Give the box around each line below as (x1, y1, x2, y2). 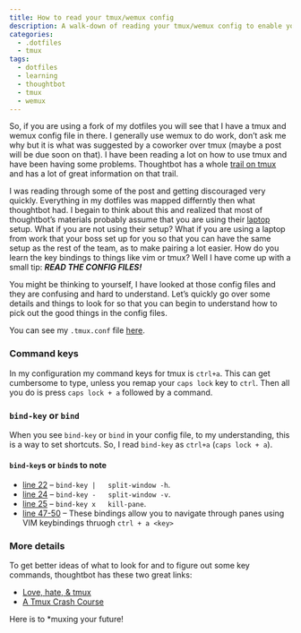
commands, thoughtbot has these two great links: (9, 569, 193, 580)
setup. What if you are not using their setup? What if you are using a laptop (9, 224, 286, 235)
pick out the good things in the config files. (9, 308, 168, 319)
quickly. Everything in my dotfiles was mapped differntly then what (9, 195, 255, 206)
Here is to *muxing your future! (9, 614, 124, 625)
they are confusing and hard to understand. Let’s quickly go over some (9, 288, 271, 300)
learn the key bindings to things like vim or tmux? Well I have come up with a (9, 252, 291, 263)
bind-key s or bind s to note (9, 459, 107, 470)
